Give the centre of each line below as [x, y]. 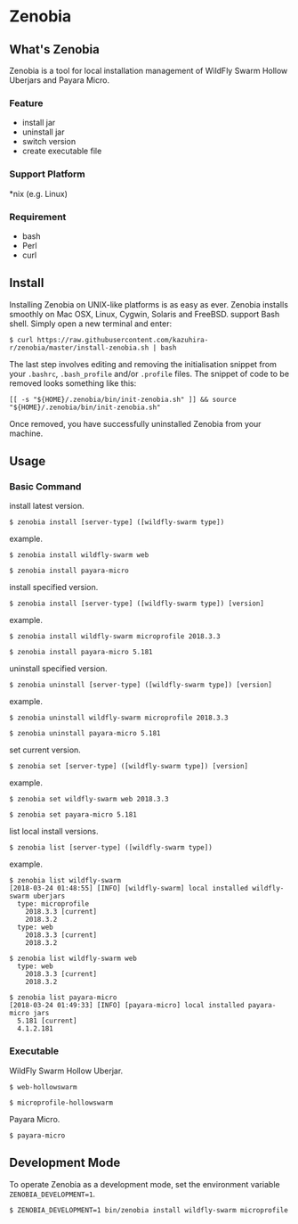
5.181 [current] [47, 1021]
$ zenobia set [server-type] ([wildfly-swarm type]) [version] [129, 767]
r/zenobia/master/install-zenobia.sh [79, 348]
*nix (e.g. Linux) [39, 193]
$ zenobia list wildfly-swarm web [73, 959]
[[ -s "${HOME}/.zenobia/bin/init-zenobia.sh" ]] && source [123, 399]
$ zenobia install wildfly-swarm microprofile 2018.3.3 [115, 637]
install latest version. [47, 506]
